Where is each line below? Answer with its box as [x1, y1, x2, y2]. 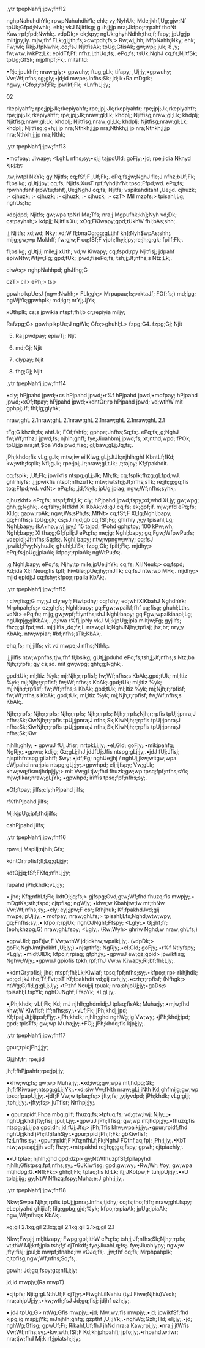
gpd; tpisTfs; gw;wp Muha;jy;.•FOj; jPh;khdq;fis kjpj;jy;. [6, 1020, 146, 1027]
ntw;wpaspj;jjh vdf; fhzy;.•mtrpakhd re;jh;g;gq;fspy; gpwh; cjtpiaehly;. [6, 1143, 184, 1151]
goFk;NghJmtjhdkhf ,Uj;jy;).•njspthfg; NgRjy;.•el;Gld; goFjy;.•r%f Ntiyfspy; [6, 944, 196, 951]
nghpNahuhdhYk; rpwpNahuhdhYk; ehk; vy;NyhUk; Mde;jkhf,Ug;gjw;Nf [6, 17, 187, 24]
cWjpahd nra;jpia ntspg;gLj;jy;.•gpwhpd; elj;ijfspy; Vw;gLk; [6, 761, 154, 768]
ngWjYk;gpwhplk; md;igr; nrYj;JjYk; [6, 297, 96, 304]
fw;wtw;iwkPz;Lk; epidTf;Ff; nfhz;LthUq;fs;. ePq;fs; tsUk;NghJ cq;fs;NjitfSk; [6, 50, 198, 57]
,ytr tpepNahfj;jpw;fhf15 [6, 586, 66, 592]
